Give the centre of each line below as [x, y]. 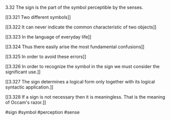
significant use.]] [23, 72]
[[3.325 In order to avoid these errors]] [46, 56]
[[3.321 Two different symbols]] [38, 17]
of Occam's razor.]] [26, 102]
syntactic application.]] [29, 87]
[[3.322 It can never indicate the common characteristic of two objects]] [81, 27]
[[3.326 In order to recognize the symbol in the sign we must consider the [82, 66]
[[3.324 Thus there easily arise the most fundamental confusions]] [75, 47]
